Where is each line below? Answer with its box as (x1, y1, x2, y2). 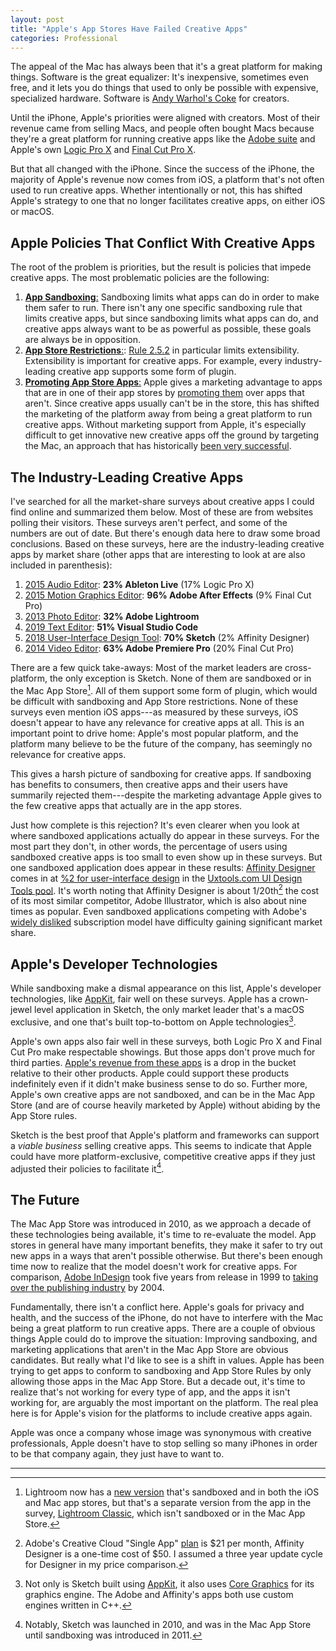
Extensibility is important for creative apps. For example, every (24, 355, 283, 367)
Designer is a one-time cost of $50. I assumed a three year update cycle (24, 1548, 323, 1560)
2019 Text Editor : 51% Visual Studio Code (24, 621, 199, 633)
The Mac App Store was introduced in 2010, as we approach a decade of (10, 1218, 312, 1230)
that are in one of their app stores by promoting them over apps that (24, 387, 305, 399)
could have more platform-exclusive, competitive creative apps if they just (10, 1150, 316, 1162)
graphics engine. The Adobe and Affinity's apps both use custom (24, 1589, 294, 1601)
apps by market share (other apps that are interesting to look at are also (10, 549, 306, 560)
